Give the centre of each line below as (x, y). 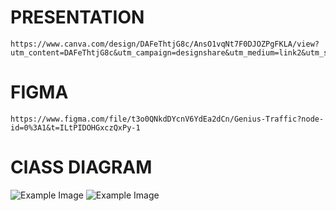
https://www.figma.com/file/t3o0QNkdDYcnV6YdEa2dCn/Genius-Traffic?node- (167, 119)
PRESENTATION (77, 17)
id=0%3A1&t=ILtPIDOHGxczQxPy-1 (75, 127)
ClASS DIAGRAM (81, 167)
